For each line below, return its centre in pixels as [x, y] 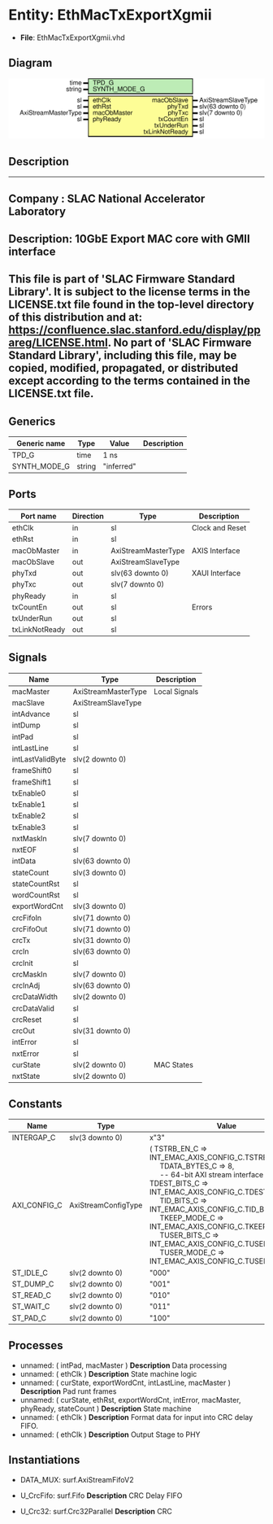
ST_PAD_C [29, 1318]
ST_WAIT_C [31, 1307]
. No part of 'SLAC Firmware [180, 343]
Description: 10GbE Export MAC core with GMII [129, 239]
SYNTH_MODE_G [41, 466]
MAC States [173, 1064]
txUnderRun [32, 618]
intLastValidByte [39, 759]
